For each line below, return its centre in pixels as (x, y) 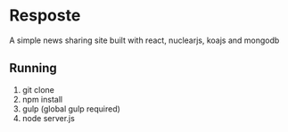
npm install (42, 99)
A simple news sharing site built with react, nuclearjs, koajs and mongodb (144, 40)
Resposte (45, 16)
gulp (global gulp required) (71, 109)
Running (33, 68)
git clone (38, 89)
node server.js (49, 118)
